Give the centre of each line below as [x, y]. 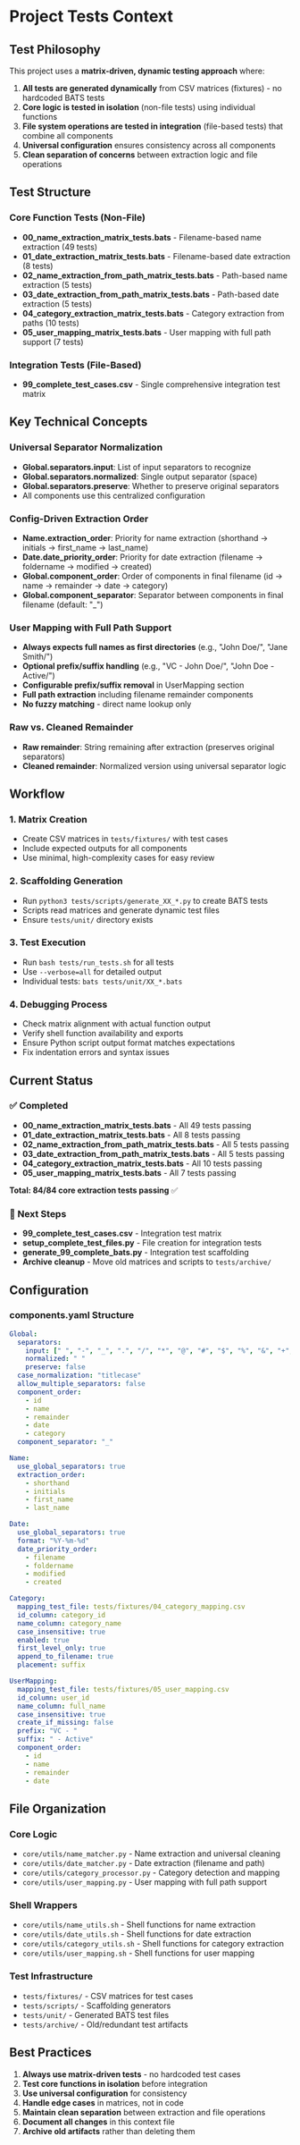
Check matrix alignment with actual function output [117, 1024]
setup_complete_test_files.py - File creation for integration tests [142, 1243]
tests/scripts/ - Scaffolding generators [96, 2006]
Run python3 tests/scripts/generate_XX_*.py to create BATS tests [145, 900]
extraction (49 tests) [60, 247]
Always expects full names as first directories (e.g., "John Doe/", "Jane [155, 647]
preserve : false [56, 1367]
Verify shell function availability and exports [103, 1034]
